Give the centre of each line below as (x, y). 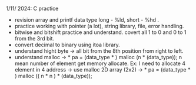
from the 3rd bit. (34, 38)
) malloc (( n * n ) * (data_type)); (53, 76)
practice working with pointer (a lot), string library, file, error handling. (99, 26)
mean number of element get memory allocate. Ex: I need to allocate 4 (100, 63)
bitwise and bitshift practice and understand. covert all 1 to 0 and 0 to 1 (100, 32)
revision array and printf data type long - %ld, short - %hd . (87, 20)
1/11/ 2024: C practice (32, 8)
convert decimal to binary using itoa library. (67, 45)
